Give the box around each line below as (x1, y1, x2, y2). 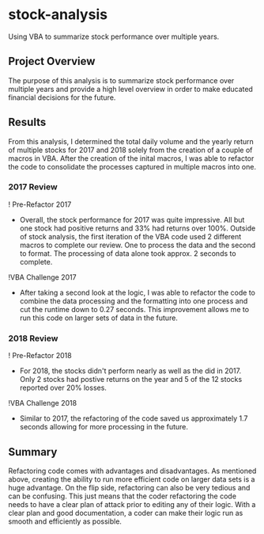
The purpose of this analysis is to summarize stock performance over (8, 75, 235, 85)
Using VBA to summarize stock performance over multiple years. (8, 32, 220, 41)
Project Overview (8, 55, 96, 68)
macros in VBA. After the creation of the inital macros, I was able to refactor (8, 153, 255, 163)
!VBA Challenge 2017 (8, 272, 77, 282)
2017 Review (8, 181, 58, 193)
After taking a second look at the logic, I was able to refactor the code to (19, 288, 255, 297)
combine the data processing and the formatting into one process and (19, 296, 248, 306)
